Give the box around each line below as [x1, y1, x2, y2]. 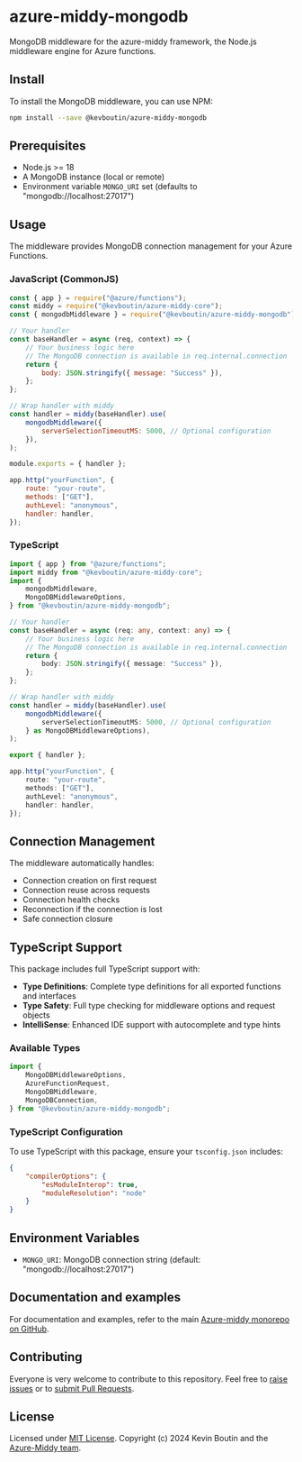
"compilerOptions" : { [25, 1172, 106, 1181]
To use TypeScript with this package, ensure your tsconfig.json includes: [9, 1146, 283, 1156]
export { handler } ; [9, 751, 87, 760]
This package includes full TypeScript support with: [9, 964, 200, 974]
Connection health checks [22, 894, 120, 905]
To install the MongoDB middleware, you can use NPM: [9, 96, 213, 106]
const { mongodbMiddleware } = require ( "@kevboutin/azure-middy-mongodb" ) [9, 310, 296, 319]
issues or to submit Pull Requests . [9, 1383, 135, 1393]
